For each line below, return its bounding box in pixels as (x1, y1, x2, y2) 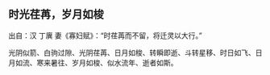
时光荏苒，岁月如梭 (8, 7, 104, 22)
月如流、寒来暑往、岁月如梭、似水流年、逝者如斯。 (8, 57, 178, 67)
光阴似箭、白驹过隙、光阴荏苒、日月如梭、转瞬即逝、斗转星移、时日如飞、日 (8, 48, 263, 57)
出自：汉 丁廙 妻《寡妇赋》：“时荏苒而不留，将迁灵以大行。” (8, 31, 203, 40)
